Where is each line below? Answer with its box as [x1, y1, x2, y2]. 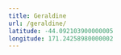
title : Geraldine [8, 11, 67, 20]
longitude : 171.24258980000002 [8, 34, 114, 43]
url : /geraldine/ [8, 19, 67, 27]
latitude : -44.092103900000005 [8, 27, 114, 35]
